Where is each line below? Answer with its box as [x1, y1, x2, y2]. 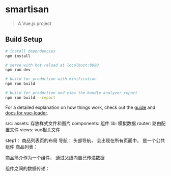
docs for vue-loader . [5, 109, 48, 115]
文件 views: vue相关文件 [9, 126, 61, 133]
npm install [5, 53, 31, 58]
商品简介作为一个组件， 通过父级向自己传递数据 [5, 154, 105, 161]
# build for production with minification [5, 76, 97, 82]
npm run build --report [5, 95, 56, 100]
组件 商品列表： [5, 143, 38, 150]
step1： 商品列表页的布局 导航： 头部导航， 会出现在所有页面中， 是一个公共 [5, 137, 165, 143]
